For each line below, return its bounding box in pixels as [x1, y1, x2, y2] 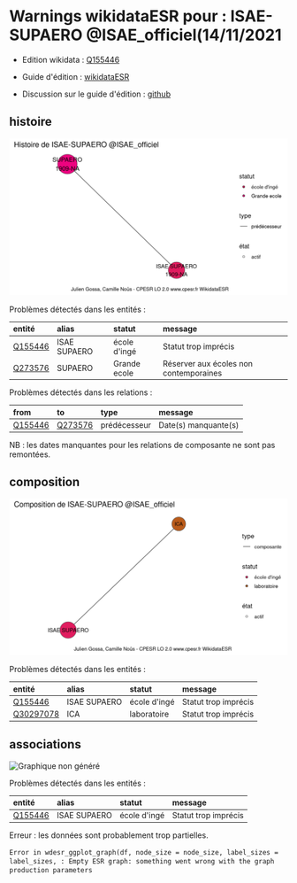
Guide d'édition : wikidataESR [21, 71, 130, 81]
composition [9, 474, 80, 489]
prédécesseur [100, 420, 152, 430]
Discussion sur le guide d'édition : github [21, 89, 171, 99]
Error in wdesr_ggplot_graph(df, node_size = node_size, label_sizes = [9, 848, 278, 856]
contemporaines [163, 368, 223, 378]
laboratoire [129, 709, 170, 719]
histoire [9, 114, 53, 129]
